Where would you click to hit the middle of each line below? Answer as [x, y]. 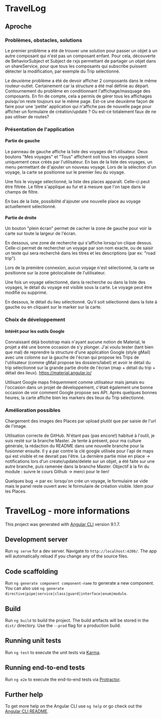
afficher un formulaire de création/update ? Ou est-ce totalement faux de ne [81, 112]
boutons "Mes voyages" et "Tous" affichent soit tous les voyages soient [77, 157]
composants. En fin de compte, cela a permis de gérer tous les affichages [79, 96]
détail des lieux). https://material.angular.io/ [48, 373]
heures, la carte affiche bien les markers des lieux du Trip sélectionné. [75, 398]
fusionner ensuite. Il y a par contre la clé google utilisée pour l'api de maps [79, 451]
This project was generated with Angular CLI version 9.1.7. [63, 524]
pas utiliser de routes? [27, 116]
